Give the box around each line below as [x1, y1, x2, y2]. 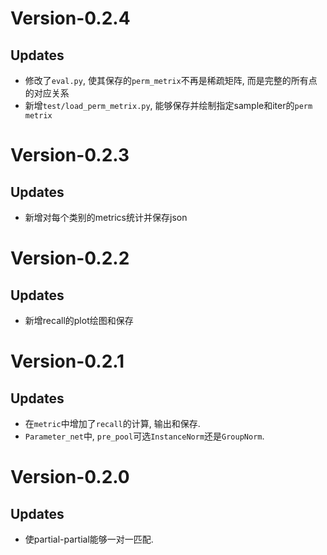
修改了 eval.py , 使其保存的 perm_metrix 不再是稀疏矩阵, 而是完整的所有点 [24, 75, 318, 86]
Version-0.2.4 [10, 7, 131, 30]
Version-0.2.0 [10, 466, 130, 489]
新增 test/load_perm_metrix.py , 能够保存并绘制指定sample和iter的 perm [24, 100, 313, 111]
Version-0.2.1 [10, 350, 125, 373]
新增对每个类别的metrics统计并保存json [24, 212, 188, 223]
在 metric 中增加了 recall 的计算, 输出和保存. [24, 418, 201, 429]
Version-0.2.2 [10, 247, 130, 270]
